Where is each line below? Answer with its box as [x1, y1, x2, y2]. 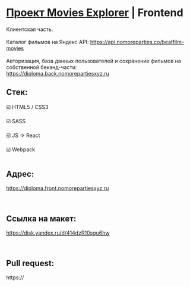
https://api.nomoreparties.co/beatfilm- [90, 38, 184, 45]
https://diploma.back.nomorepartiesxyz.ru [6, 70, 110, 77]
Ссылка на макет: [6, 213, 77, 223]
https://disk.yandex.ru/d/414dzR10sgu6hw [6, 229, 110, 236]
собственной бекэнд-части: [6, 63, 77, 71]
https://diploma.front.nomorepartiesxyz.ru [6, 185, 109, 192]
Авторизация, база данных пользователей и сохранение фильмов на [6, 57, 181, 64]
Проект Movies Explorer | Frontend [6, 6, 183, 20]
